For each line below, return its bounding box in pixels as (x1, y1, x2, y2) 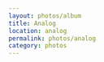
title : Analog (8, 19, 57, 27)
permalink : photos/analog (8, 34, 96, 43)
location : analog (8, 27, 67, 35)
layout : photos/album (8, 11, 82, 20)
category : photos (8, 42, 67, 50)
